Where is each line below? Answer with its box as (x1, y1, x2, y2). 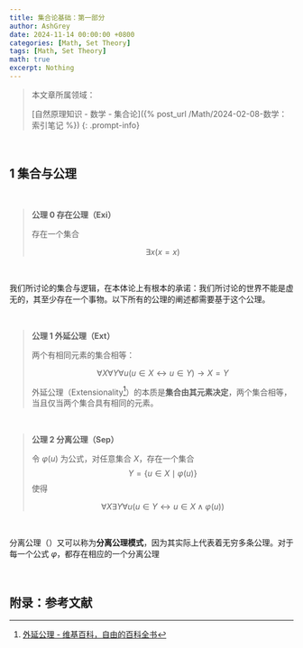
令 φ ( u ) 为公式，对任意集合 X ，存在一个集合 (31, 453, 195, 464)
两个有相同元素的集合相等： (31, 349, 135, 361)
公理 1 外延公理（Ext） (31, 330, 115, 341)
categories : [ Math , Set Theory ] (9, 38, 131, 48)
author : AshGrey (9, 22, 70, 31)
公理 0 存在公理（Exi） (31, 209, 116, 220)
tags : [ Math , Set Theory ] (9, 47, 106, 56)
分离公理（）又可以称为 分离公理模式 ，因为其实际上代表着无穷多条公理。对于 (9, 537, 294, 548)
